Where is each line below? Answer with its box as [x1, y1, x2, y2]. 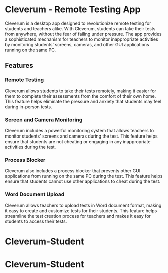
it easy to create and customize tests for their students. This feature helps [5, 207, 157, 214]
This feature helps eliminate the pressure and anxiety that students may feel [5, 98, 161, 104]
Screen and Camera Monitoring [5, 116, 83, 123]
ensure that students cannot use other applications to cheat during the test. [5, 178, 161, 184]
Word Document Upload [5, 191, 65, 198]
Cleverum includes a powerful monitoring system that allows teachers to [5, 127, 154, 133]
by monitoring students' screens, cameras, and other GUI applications [5, 41, 150, 47]
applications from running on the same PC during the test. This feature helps [5, 173, 163, 179]
